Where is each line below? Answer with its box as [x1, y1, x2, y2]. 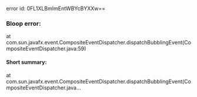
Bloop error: [6, 19, 41, 27]
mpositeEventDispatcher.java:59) [6, 45, 86, 52]
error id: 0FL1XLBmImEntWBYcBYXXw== [6, 5, 106, 12]
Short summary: [6, 58, 47, 65]
